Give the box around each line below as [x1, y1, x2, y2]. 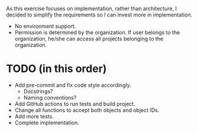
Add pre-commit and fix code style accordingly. [14, 81, 131, 88]
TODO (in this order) [6, 62, 107, 75]
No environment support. [14, 23, 76, 29]
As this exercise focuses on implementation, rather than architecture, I [6, 5, 177, 12]
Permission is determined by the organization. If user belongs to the [14, 29, 180, 36]
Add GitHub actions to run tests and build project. [14, 100, 136, 107]
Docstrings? [23, 88, 53, 95]
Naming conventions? [23, 94, 77, 101]
